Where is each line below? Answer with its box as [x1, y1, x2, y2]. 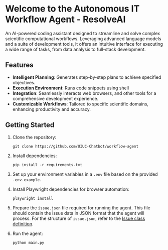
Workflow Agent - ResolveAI [5, 14, 126, 25]
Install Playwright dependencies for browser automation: [12, 186, 129, 192]
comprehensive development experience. [12, 95, 99, 101]
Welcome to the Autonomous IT [5, 3, 140, 15]
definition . [12, 220, 34, 226]
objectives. [12, 79, 36, 85]
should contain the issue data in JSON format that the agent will [12, 210, 144, 216]
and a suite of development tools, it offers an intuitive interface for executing [5, 41, 163, 47]
